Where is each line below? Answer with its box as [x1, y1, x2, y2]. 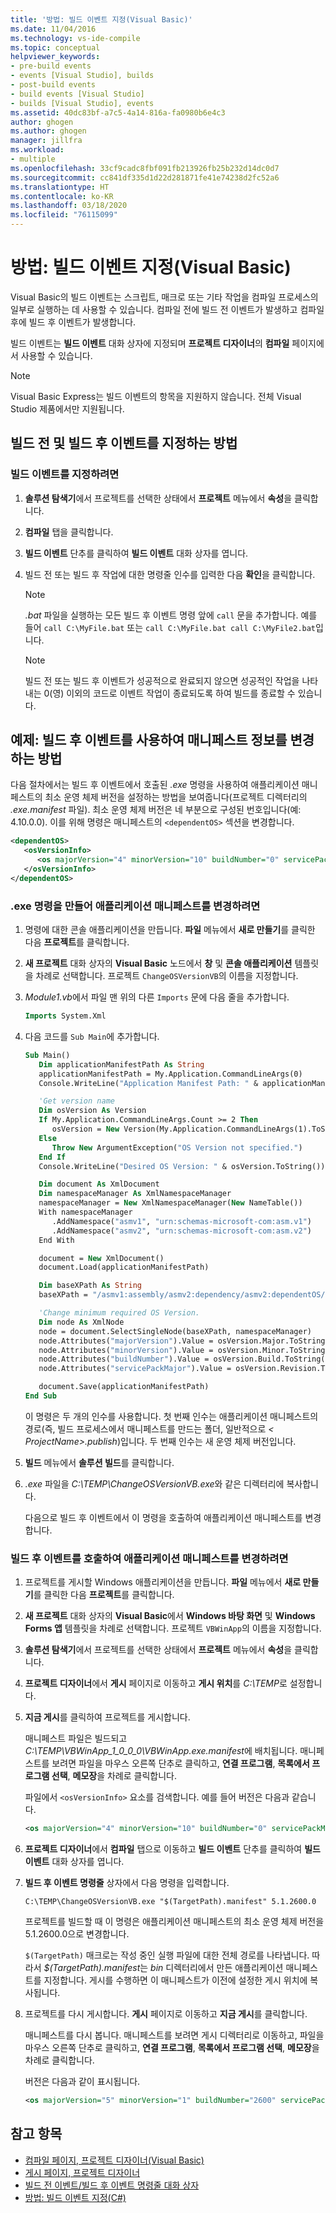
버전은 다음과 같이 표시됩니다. [24, 2076, 141, 2088]
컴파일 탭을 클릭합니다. [24, 526, 114, 538]
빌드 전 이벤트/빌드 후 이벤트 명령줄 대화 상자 [24, 2179, 200, 2191]
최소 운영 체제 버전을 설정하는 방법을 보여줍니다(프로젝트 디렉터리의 [44, 791, 308, 803]
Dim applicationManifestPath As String [38, 1059, 205, 1070]
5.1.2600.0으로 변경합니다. [24, 1928, 130, 1940]
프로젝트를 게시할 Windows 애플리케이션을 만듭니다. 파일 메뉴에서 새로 [24, 1576, 302, 1588]
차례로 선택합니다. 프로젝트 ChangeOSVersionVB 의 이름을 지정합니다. [35, 970, 299, 982]
